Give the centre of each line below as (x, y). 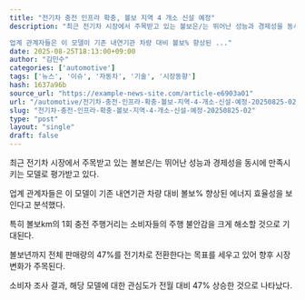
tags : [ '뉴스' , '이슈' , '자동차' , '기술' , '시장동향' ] (103, 77)
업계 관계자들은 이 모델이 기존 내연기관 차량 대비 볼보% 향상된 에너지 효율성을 (147, 193)
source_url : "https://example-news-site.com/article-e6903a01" (132, 93)
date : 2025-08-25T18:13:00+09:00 (73, 51)
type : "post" (34, 119)
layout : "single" (42, 127)
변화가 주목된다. (38, 266)
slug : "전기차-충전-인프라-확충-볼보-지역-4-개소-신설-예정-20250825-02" (133, 110)
